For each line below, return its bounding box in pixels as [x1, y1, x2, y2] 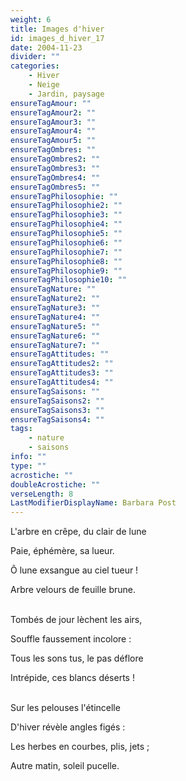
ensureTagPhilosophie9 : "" [10, 266, 123, 276]
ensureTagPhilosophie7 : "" [10, 247, 123, 257]
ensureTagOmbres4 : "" [10, 172, 101, 183]
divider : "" [10, 52, 60, 62]
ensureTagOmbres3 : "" [10, 163, 101, 173]
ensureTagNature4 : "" [10, 312, 101, 322]
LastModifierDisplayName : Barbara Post [10, 498, 177, 508]
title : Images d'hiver [10, 24, 105, 34]
